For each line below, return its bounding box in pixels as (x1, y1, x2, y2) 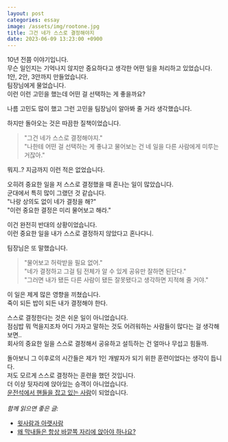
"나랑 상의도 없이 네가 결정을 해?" (7, 198, 97, 206)
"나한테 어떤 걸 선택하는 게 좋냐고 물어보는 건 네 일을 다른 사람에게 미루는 (23, 143, 219, 151)
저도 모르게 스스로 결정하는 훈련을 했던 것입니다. (7, 371, 136, 379)
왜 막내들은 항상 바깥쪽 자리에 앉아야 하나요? (16, 428, 136, 436)
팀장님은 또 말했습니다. (7, 244, 68, 252)
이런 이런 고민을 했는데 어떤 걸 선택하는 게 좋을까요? (7, 90, 146, 98)
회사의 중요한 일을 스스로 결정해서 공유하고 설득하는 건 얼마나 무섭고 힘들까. (7, 339, 209, 348)
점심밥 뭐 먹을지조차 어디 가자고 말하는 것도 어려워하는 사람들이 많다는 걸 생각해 (7, 322, 220, 330)
